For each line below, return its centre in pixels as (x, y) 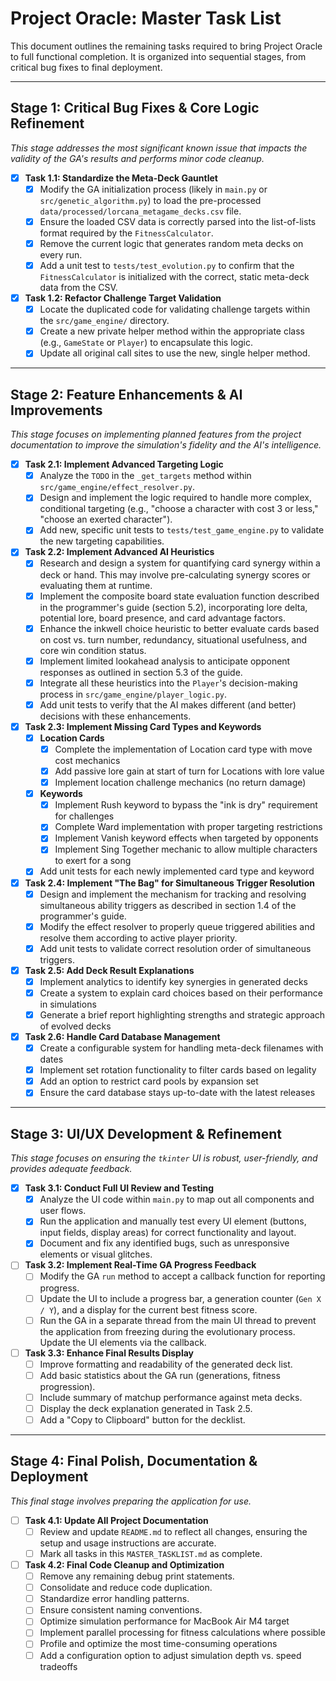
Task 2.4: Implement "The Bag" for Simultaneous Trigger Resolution (169, 883)
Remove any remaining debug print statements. (137, 1576)
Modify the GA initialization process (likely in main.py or (153, 189)
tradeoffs (58, 1666)
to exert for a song (93, 861)
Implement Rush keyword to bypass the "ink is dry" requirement (186, 805)
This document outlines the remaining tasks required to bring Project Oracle (166, 46)
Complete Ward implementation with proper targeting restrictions (188, 827)
